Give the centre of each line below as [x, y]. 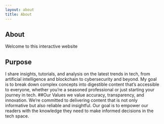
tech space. [17, 116]
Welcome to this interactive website [41, 46]
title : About [19, 14]
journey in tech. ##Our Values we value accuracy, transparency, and [75, 95]
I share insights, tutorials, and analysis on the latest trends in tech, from [78, 74]
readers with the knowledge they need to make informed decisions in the [80, 111]
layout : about [20, 10]
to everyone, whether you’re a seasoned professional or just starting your [80, 90]
